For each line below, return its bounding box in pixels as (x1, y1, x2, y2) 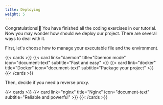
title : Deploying (5, 7, 41, 12)
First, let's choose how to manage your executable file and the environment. (5, 45, 159, 51)
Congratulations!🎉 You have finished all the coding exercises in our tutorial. (5, 25, 157, 31)
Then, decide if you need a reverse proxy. (5, 79, 90, 85)
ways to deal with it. (5, 35, 46, 42)
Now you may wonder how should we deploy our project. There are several (5, 30, 157, 36)
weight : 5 (5, 12, 25, 17)
